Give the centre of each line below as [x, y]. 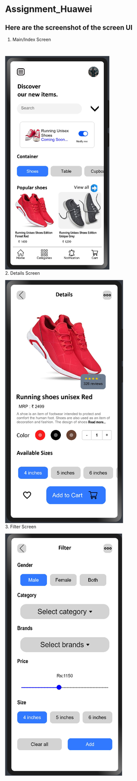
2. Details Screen [23, 273]
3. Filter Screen [21, 527]
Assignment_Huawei [49, 9]
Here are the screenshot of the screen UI [69, 28]
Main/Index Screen [31, 39]
